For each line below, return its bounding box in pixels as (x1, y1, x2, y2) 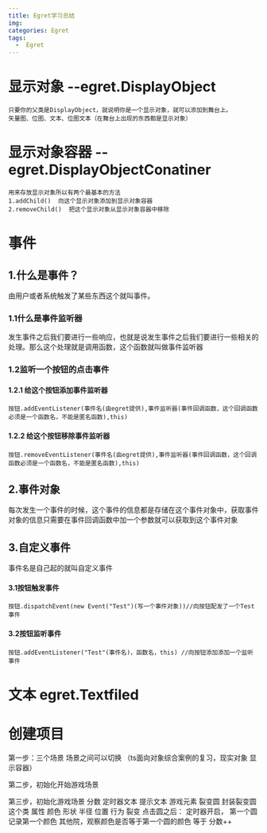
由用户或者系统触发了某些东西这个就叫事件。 (8, 291, 155, 300)
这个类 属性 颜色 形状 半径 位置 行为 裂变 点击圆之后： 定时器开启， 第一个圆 (8, 806, 258, 816)
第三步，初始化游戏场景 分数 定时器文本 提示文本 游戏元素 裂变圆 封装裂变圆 (8, 796, 257, 806)
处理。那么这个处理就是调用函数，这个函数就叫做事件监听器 (8, 343, 203, 352)
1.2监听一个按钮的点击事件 (8, 364, 110, 375)
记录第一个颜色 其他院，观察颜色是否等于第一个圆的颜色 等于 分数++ (8, 816, 233, 826)
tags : (8, 33, 26, 42)
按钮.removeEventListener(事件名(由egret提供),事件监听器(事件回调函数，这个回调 (8, 451, 257, 459)
